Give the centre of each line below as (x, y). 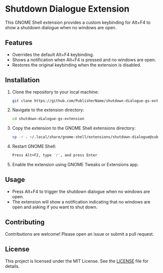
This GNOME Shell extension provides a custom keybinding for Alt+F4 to (78, 22)
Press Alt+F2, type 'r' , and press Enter (55, 155)
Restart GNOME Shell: (34, 146)
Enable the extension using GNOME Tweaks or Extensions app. (75, 165)
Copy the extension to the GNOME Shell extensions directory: (74, 128)
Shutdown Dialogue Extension (67, 9)
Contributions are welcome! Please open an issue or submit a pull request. (80, 234)
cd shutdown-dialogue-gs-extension (48, 119)
